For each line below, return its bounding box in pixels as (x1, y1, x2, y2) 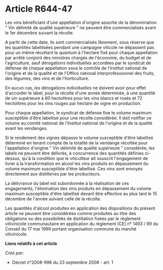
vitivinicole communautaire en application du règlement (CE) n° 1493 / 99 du (5, 220, 159, 227)
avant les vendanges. (5, 125, 48, 131)
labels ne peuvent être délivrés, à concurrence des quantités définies (5, 150, 144, 156)
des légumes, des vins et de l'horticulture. (5, 75, 90, 81)
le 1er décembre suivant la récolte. (5, 30, 74, 36)
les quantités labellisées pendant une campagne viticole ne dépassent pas (5, 44, 155, 50)
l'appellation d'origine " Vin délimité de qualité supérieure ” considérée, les (5, 145, 155, 151)
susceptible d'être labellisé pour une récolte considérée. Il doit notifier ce (5, 115, 152, 121)
